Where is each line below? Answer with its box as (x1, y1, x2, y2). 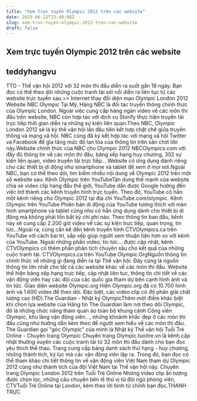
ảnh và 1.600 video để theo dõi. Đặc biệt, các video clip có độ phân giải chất (6, 289, 191, 296)
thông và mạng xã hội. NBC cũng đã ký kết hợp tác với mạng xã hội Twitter (6, 132, 186, 139)
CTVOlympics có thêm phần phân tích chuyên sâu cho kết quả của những (6, 245, 185, 252)
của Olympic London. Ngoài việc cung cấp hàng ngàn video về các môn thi (6, 107, 188, 115)
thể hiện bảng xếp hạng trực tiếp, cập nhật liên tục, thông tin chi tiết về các (6, 270, 188, 277)
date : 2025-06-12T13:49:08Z (6, 14, 75, 20)
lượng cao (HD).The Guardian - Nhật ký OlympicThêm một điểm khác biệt (6, 295, 184, 302)
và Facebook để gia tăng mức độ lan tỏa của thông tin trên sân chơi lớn (6, 139, 178, 146)
